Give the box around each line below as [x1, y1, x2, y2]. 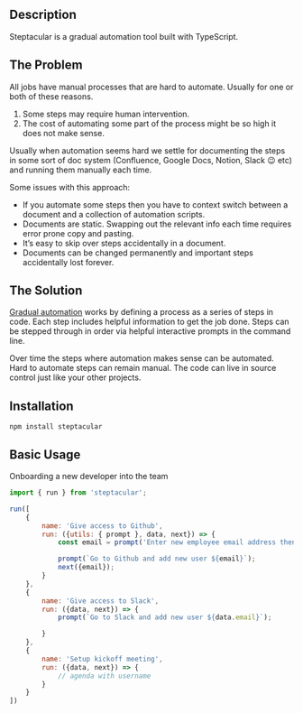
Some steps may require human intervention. [22, 108, 190, 119]
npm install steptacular [9, 422, 103, 431]
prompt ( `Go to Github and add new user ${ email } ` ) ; [57, 554, 256, 563]
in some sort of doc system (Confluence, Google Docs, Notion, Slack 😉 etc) [9, 154, 293, 165]
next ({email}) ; [57, 563, 115, 572]
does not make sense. [22, 127, 106, 138]
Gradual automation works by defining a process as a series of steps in [9, 307, 273, 318]
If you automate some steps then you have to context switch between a [22, 199, 289, 210]
